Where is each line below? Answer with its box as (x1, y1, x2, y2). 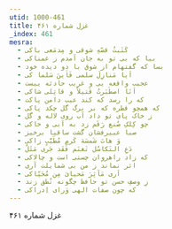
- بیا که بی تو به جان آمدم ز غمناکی (17, 54, 157, 63)
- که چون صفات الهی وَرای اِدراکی (17, 186, 137, 195)
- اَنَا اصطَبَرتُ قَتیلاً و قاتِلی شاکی (17, 87, 137, 95)
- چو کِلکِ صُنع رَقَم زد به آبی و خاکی (17, 120, 149, 129)
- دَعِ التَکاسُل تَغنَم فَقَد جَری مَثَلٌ (17, 144, 133, 153)
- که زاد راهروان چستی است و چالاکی (17, 152, 149, 162)
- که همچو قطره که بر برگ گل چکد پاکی (17, 103, 161, 112)
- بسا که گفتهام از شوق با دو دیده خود (17, 63, 165, 72)
